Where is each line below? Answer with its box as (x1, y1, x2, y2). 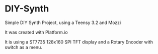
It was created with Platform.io (5, 29, 68, 35)
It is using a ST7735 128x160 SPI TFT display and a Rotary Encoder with (5, 38, 153, 45)
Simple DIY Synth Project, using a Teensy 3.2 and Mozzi (5, 19, 121, 25)
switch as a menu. (5, 44, 42, 50)
